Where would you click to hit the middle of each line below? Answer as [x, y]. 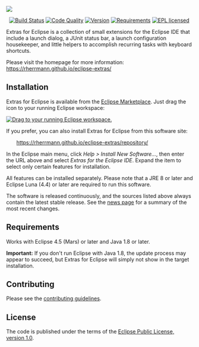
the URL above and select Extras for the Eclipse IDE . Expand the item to [94, 160]
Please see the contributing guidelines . [54, 299]
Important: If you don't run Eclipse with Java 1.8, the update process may [96, 253]
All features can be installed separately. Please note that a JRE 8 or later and [99, 178]
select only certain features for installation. [59, 166]
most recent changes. [33, 209]
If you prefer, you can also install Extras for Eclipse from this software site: [97, 131]
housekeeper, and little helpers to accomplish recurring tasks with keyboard [99, 44]
